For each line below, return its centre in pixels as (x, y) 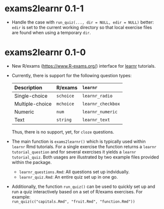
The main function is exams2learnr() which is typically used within (79, 141)
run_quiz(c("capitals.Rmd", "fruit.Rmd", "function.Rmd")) (73, 202)
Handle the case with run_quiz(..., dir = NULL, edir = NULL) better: (83, 22)
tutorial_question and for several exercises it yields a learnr (74, 152)
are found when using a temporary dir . (51, 32)
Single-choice (31, 96)
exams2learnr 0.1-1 (44, 9)
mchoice (65, 104)
